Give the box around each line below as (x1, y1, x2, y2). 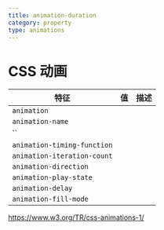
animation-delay (12, 184, 73, 193)
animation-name (12, 117, 69, 126)
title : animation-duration (8, 11, 97, 20)
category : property (8, 19, 72, 27)
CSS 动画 (8, 62, 68, 80)
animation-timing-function (12, 141, 113, 150)
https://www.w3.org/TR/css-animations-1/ (8, 213, 144, 222)
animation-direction (12, 162, 89, 171)
